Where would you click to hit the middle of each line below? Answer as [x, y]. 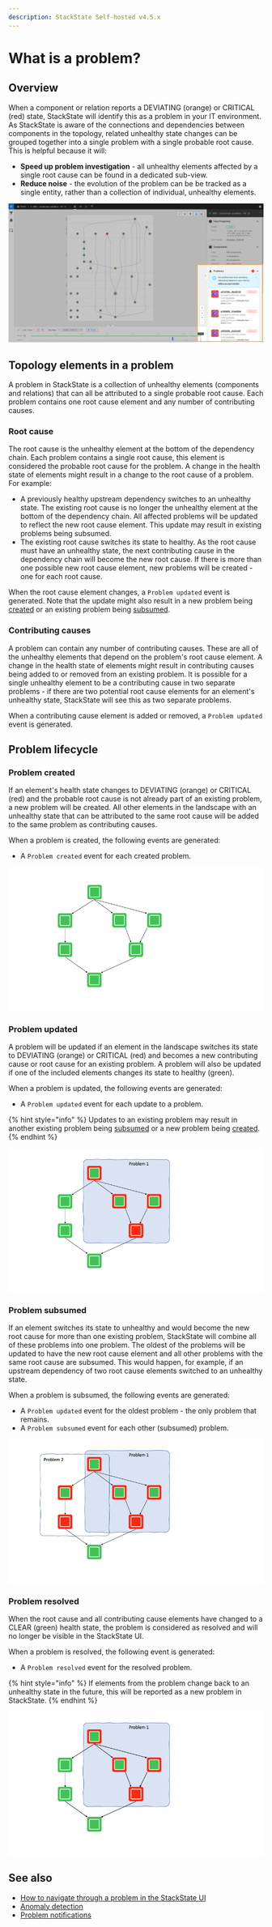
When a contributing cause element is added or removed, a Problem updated [136, 715]
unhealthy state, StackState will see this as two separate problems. [120, 700]
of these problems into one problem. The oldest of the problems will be [127, 1345]
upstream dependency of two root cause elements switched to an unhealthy [136, 1371]
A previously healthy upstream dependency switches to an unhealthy [135, 499]
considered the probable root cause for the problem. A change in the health [134, 467]
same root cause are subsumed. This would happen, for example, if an [126, 1362]
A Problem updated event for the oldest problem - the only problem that [138, 1411]
